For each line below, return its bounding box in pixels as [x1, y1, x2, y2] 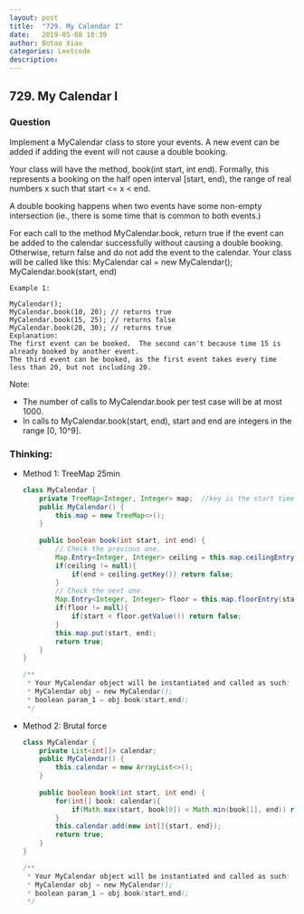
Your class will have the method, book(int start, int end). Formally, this [9, 164, 270, 175]
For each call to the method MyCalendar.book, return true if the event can [9, 227, 284, 238]
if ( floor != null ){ [55, 604, 128, 613]
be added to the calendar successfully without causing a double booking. [9, 237, 283, 248]
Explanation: [9, 331, 59, 340]
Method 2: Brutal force [22, 720, 107, 731]
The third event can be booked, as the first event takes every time [9, 355, 278, 364]
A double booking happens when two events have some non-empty [9, 200, 262, 211]
